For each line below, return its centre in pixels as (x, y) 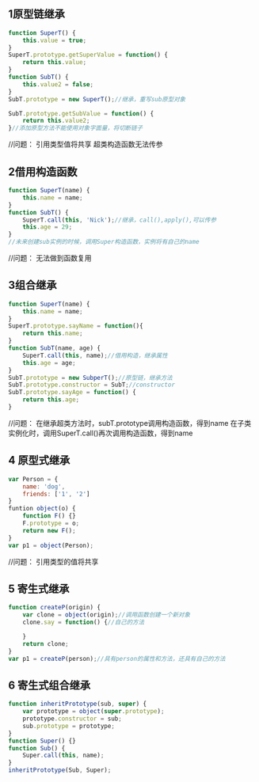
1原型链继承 (37, 14)
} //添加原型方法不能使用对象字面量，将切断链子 (76, 128)
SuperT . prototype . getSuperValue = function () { (88, 55)
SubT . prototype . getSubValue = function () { (81, 113)
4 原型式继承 (39, 460)
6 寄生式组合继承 (50, 685)
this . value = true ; (55, 40)
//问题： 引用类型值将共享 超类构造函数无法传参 (86, 144)
